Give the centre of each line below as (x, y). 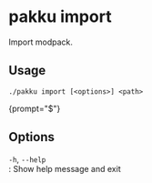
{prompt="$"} (35, 108)
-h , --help (27, 159)
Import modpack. (41, 42)
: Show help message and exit (65, 168)
